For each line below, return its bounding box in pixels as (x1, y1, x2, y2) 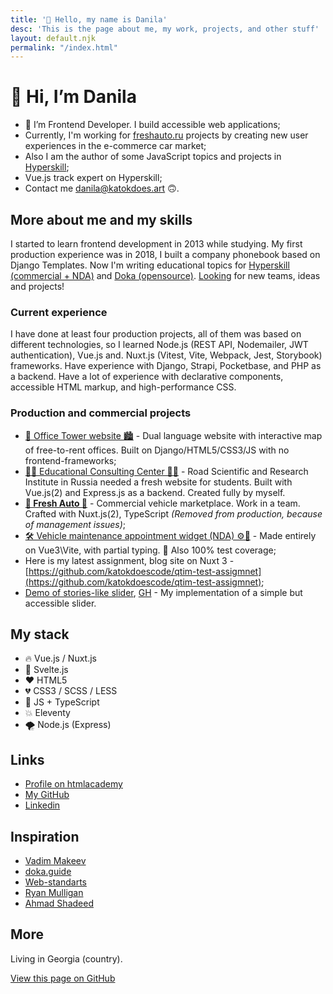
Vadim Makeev (24, 855, 87, 867)
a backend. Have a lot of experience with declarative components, (10, 371, 284, 383)
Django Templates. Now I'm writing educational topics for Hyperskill (10, 259, 290, 271)
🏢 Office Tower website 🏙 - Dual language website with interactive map (24, 429, 323, 441)
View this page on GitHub (10, 972, 116, 984)
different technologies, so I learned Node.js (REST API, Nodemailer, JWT (10, 339, 309, 351)
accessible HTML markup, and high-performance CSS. (10, 381, 237, 393)
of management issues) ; (24, 518, 127, 530)
